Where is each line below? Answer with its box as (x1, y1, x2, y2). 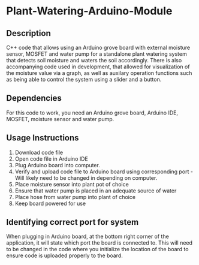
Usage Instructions (6, 133, 79, 143)
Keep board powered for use (14, 200, 86, 207)
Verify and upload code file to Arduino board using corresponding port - (14, 168, 194, 175)
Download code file (14, 149, 64, 156)
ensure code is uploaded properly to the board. (6, 252, 123, 259)
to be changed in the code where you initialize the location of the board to (6, 246, 189, 253)
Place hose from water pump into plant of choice (14, 193, 136, 200)
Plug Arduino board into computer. (14, 161, 100, 168)
